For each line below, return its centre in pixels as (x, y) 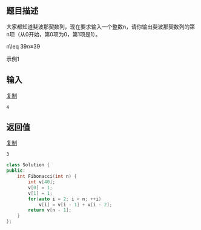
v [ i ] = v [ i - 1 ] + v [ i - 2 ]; (75, 205)
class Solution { (28, 165)
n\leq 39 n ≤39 (23, 46)
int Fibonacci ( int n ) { (47, 177)
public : (16, 171)
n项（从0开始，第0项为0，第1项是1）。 (54, 34)
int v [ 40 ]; (42, 182)
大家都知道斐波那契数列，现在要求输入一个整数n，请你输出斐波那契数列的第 (101, 27)
